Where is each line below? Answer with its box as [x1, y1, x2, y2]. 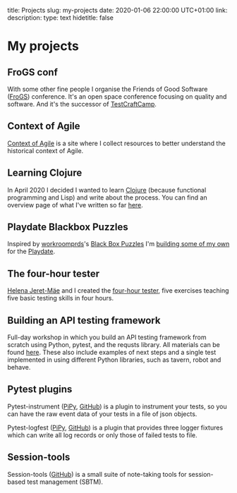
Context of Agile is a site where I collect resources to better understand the [7, 139, 226, 147]
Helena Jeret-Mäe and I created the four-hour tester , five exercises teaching [7, 286, 229, 295]
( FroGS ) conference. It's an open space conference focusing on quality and [7, 92, 227, 101]
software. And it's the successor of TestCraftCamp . [7, 100, 157, 108]
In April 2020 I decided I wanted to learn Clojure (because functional [7, 185, 207, 194]
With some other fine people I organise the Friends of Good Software [7, 85, 208, 93]
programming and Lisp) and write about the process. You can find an [7, 193, 207, 202]
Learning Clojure [7, 167, 83, 179]
